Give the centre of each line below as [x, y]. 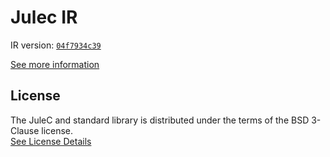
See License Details [51, 141]
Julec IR [44, 17]
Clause [25, 130]
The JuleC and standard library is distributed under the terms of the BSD [160, 120]
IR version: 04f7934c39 [56, 45]
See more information [55, 64]
